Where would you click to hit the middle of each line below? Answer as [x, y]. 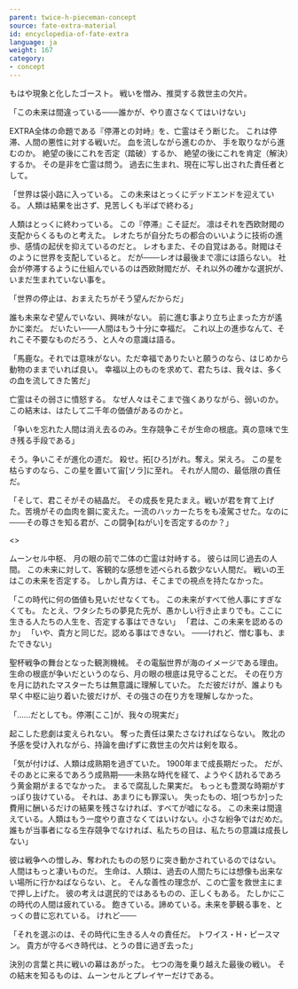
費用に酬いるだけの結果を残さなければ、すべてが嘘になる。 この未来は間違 [146, 807]
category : [27, 59]
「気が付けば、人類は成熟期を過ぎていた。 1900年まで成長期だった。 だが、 [149, 763]
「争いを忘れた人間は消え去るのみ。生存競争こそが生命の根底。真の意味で [145, 429]
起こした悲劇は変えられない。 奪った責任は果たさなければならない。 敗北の [147, 734]
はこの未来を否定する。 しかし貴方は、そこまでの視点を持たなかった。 [138, 580]
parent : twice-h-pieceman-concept [73, 17]
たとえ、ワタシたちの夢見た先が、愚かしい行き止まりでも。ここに [162, 610]
